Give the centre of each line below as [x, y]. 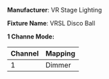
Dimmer [58, 65]
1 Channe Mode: [31, 36]
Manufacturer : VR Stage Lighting [54, 10]
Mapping [60, 53]
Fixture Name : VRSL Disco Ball [51, 23]
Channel [25, 53]
